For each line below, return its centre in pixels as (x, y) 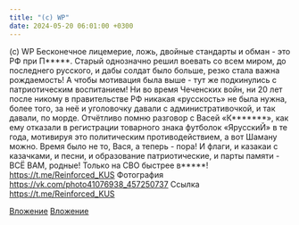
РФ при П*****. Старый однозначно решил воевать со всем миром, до (148, 61)
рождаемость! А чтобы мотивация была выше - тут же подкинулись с (143, 79)
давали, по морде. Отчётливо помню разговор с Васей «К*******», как (149, 118)
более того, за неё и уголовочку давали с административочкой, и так (142, 108)
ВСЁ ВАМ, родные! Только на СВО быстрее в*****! (109, 165)
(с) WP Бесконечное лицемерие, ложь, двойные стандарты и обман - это (150, 51)
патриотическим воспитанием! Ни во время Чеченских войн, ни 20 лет (146, 89)
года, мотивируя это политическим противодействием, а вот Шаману (143, 137)
